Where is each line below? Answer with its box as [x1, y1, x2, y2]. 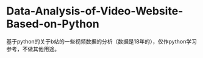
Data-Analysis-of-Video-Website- [6, 4, 183, 18]
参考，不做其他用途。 [6, 45, 60, 53]
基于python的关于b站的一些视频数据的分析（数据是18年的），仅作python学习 [6, 37, 197, 45]
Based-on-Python [6, 17, 99, 31]
